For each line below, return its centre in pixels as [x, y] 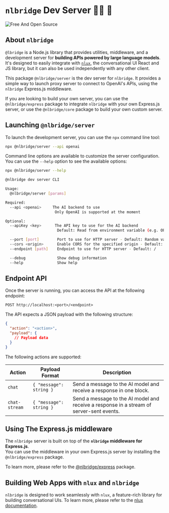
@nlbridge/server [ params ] [38, 194]
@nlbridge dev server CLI [32, 180]
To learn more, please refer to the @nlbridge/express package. [70, 467]
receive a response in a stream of [112, 405]
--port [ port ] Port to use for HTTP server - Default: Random [84, 240]
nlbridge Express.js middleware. [39, 89]
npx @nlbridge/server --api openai [43, 146]
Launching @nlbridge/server [50, 125]
